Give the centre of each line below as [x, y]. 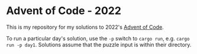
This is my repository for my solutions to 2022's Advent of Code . [85, 27]
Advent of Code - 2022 [64, 11]
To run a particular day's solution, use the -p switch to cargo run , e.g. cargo [98, 38]
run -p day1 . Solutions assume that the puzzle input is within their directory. [99, 45]
